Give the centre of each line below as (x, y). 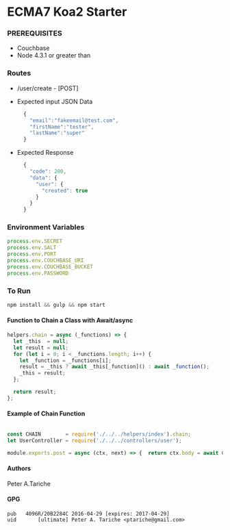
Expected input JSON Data (55, 101)
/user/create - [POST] (48, 88)
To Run (19, 290)
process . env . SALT (32, 248)
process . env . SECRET (35, 241)
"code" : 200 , (48, 172)
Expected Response (45, 153)
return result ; (35, 392)
